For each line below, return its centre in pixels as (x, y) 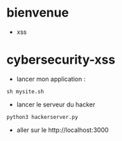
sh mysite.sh (25, 91)
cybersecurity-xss (61, 60)
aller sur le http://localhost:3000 (62, 130)
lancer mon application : (51, 79)
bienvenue (38, 13)
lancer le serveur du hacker (56, 104)
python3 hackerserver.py (42, 117)
